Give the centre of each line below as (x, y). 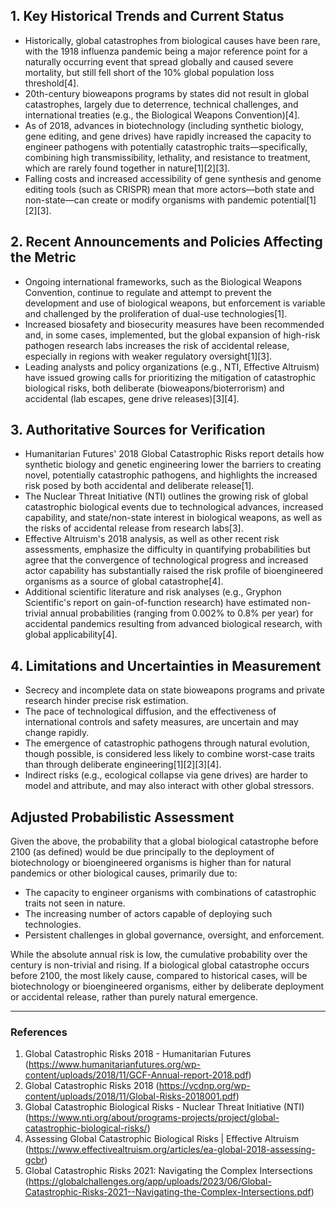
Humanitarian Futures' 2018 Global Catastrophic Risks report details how (174, 454)
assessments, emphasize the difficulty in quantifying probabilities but (168, 550)
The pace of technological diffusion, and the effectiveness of (150, 711)
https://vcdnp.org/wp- (204, 1086)
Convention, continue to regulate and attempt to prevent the (148, 292)
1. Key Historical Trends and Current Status (147, 16)
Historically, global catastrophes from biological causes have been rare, (172, 40)
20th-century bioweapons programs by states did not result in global (167, 93)
